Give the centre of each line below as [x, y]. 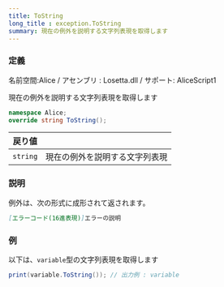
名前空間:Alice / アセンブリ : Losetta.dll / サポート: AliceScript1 [112, 80]
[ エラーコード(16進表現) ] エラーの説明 [65, 218]
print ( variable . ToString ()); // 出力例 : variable [94, 275]
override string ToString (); [58, 120]
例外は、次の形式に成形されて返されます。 [79, 203]
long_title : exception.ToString [65, 24]
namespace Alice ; [38, 113]
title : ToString [36, 16]
